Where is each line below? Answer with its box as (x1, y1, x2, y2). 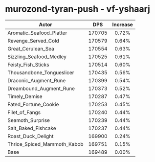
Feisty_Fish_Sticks (7, 61, 49, 68)
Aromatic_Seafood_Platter (7, 29, 67, 36)
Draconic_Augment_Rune (7, 77, 66, 84)
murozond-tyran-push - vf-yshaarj (5, 3, 150, 15)
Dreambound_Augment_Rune (7, 85, 75, 92)
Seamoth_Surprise (7, 116, 50, 123)
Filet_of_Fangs (7, 109, 41, 116)
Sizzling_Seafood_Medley (7, 53, 67, 60)
